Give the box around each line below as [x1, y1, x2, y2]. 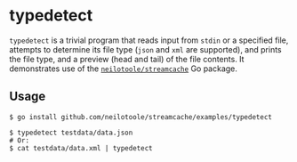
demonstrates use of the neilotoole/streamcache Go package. [9, 63, 238, 74]
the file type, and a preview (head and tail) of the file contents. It [9, 53, 245, 64]
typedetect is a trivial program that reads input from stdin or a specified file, [9, 35, 289, 45]
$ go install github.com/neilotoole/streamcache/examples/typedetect [9, 112, 273, 121]
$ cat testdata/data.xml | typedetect [9, 143, 153, 152]
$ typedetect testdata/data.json [9, 128, 133, 137]
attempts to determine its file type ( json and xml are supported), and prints [9, 44, 282, 54]
